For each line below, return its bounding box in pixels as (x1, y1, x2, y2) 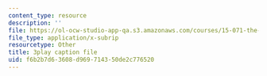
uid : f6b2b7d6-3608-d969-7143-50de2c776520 (8, 56, 155, 64)
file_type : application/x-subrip (8, 33, 119, 42)
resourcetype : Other (8, 41, 77, 49)
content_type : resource (8, 11, 87, 20)
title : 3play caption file (8, 48, 98, 56)
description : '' (8, 19, 62, 27)
